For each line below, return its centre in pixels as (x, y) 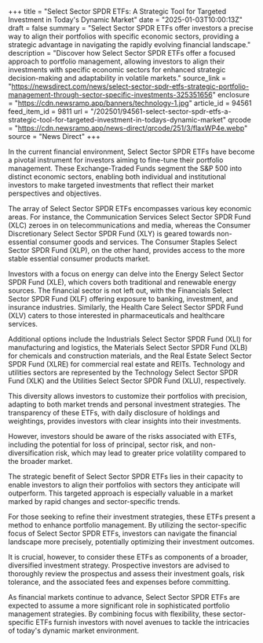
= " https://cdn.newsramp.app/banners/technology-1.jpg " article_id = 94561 (130, 103)
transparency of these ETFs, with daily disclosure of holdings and (114, 413)
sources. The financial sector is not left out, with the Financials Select (121, 290)
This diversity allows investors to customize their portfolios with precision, (128, 396)
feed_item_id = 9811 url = (48, 111)
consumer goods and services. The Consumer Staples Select (138, 242)
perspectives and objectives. (55, 193)
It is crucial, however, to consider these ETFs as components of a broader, (128, 557)
